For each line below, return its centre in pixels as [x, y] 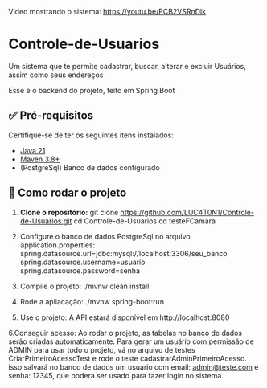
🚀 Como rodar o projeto [68, 193]
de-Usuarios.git [46, 221]
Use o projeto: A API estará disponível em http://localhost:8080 [125, 317]
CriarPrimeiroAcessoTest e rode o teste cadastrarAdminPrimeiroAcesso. [127, 358]
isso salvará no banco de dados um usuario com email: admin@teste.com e [133, 367]
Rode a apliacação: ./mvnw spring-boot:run [92, 301]
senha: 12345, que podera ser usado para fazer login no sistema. [116, 375]
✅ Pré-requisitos [51, 116]
